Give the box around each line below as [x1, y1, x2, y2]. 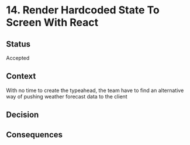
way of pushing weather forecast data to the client [6, 93, 127, 100]
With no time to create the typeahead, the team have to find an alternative [6, 87, 184, 94]
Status [6, 39, 31, 49]
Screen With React [6, 16, 98, 29]
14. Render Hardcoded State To [6, 3, 160, 17]
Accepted [6, 55, 30, 61]
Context [6, 71, 36, 82]
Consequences [6, 129, 63, 140]
